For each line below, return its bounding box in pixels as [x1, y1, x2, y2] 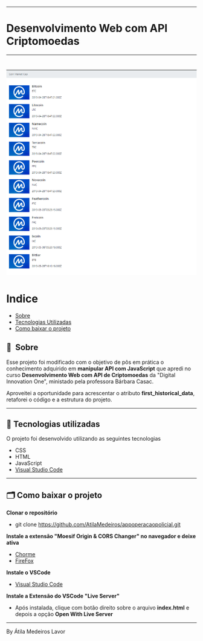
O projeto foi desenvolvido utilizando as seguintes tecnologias [6, 435, 161, 442]
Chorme [14, 551, 36, 558]
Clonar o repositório [6, 509, 57, 516]
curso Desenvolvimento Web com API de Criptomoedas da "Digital [6, 371, 176, 378]
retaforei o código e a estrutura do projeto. [6, 396, 112, 403]
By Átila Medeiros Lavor [6, 628, 66, 636]
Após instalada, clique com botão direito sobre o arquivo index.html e [14, 604, 190, 611]
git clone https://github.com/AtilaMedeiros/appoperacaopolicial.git [14, 521, 181, 528]
